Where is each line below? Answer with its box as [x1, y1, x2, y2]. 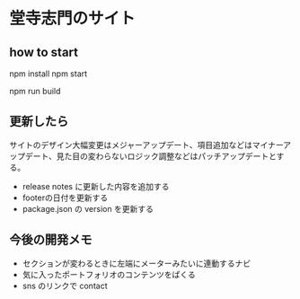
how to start [9, 44, 79, 59]
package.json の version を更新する [22, 203, 154, 214]
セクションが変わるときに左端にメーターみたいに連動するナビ [22, 258, 251, 268]
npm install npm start [9, 68, 88, 79]
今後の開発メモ [9, 233, 93, 248]
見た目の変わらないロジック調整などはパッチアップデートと [56, 150, 277, 162]
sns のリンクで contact [22, 280, 108, 291]
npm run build [9, 86, 61, 96]
